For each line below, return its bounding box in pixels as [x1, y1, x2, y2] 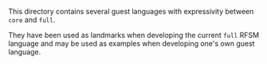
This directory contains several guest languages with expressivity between [8, 7, 254, 16]
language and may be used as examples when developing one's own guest [8, 39, 255, 48]
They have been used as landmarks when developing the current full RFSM [8, 31, 260, 40]
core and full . [8, 15, 56, 24]
